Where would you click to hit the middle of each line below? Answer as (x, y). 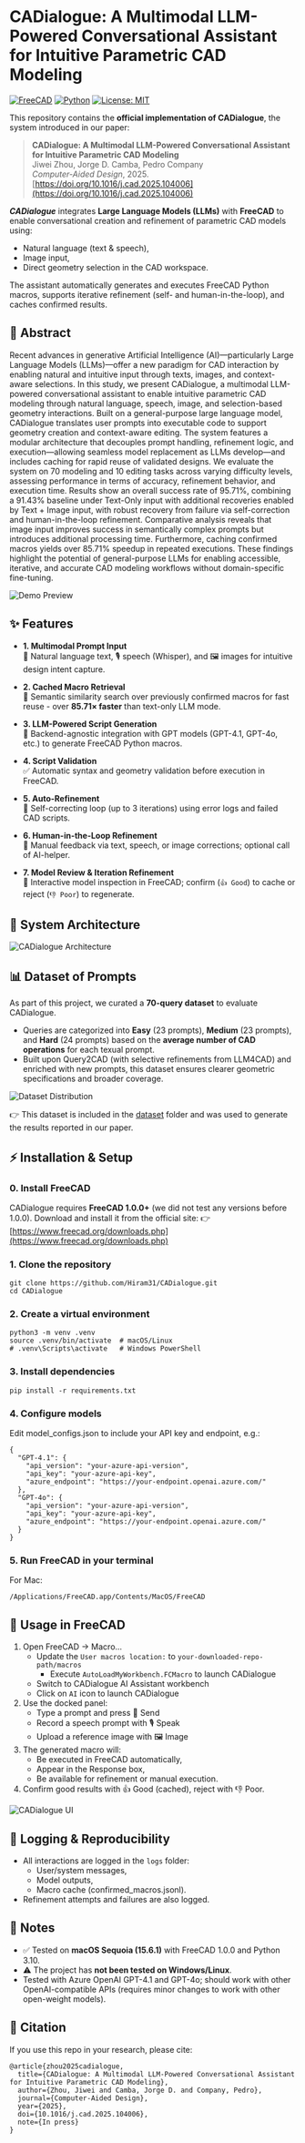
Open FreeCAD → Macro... (72, 1647)
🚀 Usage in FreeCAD (67, 1624)
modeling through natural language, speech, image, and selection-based (146, 403)
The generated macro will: (71, 1750)
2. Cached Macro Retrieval (74, 687)
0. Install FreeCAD (50, 1188)
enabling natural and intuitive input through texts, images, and (125, 374)
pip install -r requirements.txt (73, 1391)
